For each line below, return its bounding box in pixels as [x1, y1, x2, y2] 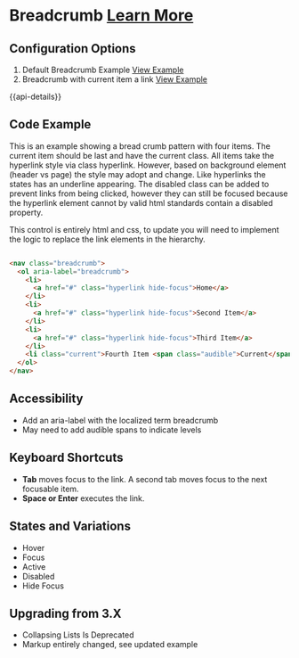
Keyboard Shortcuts [9, 450, 124, 465]
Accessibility [9, 391, 84, 407]
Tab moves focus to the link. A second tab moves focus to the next [21, 473, 268, 484]
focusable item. [21, 483, 79, 494]
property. [9, 207, 44, 218]
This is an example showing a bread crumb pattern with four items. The [9, 140, 271, 152]
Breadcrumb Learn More [9, 5, 194, 26]
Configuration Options [9, 41, 136, 56]
